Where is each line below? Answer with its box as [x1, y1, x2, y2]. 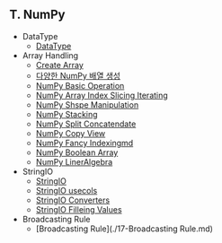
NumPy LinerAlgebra [35, 156, 113, 167]
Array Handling [22, 49, 79, 61]
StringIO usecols [35, 185, 98, 195]
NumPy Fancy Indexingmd [35, 137, 134, 148]
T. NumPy [9, 7, 66, 22]
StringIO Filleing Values [35, 204, 123, 214]
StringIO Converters [35, 195, 111, 205]
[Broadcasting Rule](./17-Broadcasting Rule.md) [35, 223, 214, 234]
